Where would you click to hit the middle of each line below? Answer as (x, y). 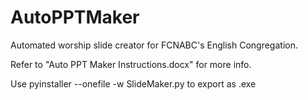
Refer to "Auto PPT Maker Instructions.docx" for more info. (131, 64)
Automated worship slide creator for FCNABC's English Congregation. (154, 45)
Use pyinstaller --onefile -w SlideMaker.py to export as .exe (133, 83)
